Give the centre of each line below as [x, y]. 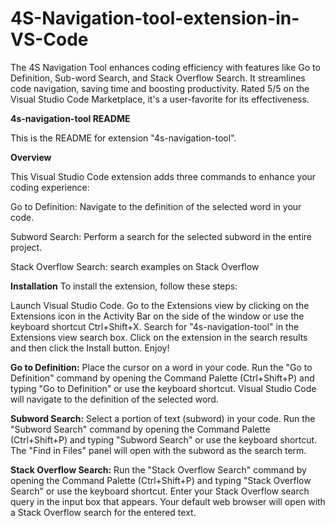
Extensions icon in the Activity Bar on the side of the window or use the [157, 316]
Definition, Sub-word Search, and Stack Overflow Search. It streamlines [158, 78]
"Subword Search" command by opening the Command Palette [140, 429]
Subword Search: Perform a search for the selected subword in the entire [161, 236]
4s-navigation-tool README [70, 118]
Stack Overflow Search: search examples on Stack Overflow [135, 266]
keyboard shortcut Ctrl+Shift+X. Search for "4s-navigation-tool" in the [155, 326]
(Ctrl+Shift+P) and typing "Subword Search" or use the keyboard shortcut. [164, 439]
